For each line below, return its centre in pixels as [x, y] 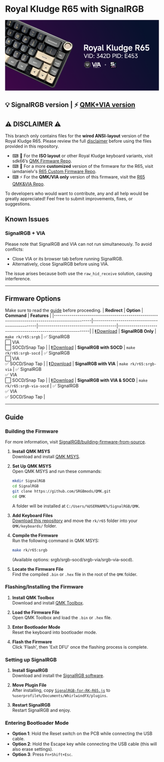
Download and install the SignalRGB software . [58, 676]
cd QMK [19, 497]
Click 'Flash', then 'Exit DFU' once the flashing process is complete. [80, 647]
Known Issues [27, 219]
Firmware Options [33, 299]
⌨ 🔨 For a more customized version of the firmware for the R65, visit [82, 166]
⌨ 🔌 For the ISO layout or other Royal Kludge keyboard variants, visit [82, 156]
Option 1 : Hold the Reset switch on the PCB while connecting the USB [82, 734]
